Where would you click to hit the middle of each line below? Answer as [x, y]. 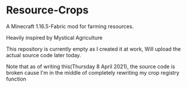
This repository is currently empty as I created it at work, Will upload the [93, 49]
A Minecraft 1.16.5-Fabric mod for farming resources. [70, 26]
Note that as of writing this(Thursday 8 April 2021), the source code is [91, 66]
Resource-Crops [47, 10]
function [16, 79]
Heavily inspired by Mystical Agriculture [54, 37]
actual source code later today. [44, 55]
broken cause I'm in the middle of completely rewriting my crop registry [93, 72]
